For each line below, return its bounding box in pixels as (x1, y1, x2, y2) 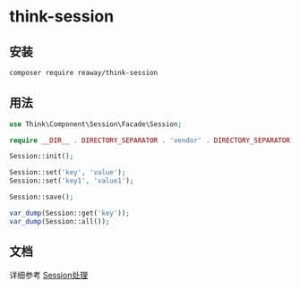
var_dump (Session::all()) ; (9, 217, 110, 225)
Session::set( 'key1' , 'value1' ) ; (9, 176, 134, 185)
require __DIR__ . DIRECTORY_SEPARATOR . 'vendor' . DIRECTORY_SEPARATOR (9, 136, 291, 145)
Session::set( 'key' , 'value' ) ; (9, 168, 126, 177)
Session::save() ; (9, 192, 74, 202)
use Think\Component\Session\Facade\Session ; (9, 119, 182, 129)
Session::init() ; (9, 152, 74, 161)
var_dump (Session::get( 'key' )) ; (9, 208, 130, 217)
